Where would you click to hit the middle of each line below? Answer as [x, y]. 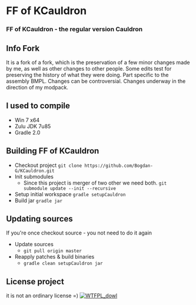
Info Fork [23, 48]
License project [35, 281]
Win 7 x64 [27, 120]
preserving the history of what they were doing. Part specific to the [87, 75]
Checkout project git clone [48, 165]
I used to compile [38, 106]
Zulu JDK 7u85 [33, 126]
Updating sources [40, 219]
